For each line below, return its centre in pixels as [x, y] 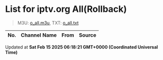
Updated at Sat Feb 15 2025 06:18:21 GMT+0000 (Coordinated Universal [81, 47]
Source [88, 35]
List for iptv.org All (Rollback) [66, 9]
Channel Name [39, 35]
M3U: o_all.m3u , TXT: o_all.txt [48, 23]
